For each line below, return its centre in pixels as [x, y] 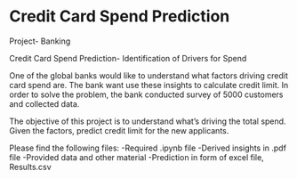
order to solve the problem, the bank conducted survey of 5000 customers [146, 94]
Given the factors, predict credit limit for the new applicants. [119, 130]
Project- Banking [40, 41]
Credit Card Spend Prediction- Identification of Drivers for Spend [128, 58]
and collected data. [44, 103]
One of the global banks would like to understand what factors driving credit [149, 75]
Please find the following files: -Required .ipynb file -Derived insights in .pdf [148, 148]
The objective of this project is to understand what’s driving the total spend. [148, 121]
